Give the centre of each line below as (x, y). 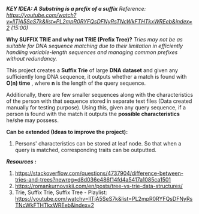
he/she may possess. (32, 120)
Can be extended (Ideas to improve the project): (67, 132)
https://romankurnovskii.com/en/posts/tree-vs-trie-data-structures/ (99, 186)
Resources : (22, 161)
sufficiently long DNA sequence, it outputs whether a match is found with (97, 77)
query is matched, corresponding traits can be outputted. (86, 150)
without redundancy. (32, 59)
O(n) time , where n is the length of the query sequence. (76, 83)
